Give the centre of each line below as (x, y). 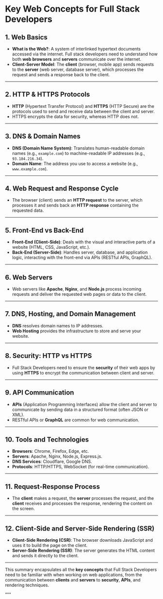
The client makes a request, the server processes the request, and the (83, 498)
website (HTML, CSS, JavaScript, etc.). (51, 247)
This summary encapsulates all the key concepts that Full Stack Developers (81, 569)
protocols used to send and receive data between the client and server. (83, 111)
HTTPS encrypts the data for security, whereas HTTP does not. (75, 116)
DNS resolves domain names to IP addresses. (57, 325)
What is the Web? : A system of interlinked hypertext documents (76, 49)
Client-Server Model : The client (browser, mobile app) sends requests (83, 64)
